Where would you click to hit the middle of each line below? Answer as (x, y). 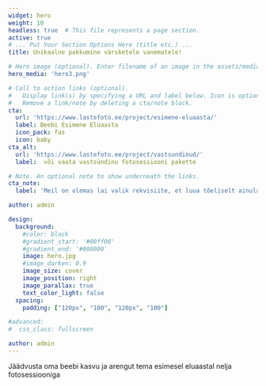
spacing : (30, 300)
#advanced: (26, 322)
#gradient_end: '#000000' (65, 249)
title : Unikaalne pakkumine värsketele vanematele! (95, 52)
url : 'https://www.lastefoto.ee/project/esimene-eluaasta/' (116, 118)
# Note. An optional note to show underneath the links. (104, 176)
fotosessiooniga (34, 374)
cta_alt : (23, 147)
